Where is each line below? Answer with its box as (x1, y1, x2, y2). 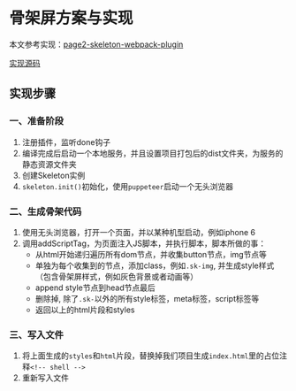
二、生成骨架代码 (9, 205, 82, 218)
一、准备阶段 (9, 115, 65, 127)
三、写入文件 (9, 328, 65, 341)
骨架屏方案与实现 (9, 8, 134, 28)
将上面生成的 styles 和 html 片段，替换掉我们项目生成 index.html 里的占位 (21, 350, 280, 361)
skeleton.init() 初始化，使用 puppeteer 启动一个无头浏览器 (21, 180, 234, 191)
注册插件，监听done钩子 (21, 136, 111, 147)
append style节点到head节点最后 (34, 282, 156, 293)
